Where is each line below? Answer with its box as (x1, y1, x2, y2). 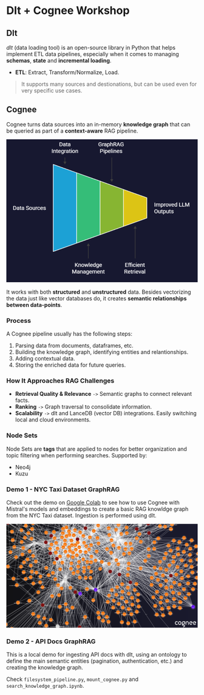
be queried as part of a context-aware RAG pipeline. (6, 127, 138, 134)
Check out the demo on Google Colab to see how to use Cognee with (6, 499, 180, 506)
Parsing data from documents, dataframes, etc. (15, 342, 134, 350)
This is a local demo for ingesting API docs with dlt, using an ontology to (6, 651, 187, 658)
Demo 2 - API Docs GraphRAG (6, 637, 96, 645)
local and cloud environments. (15, 416, 91, 423)
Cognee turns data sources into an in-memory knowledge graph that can (6, 120, 191, 128)
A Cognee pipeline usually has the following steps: (6, 330, 132, 337)
